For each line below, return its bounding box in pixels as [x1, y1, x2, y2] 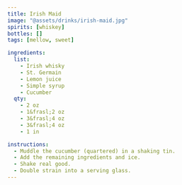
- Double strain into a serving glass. [13, 167, 132, 174]
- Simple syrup [20, 82, 65, 89]
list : [13, 56, 30, 64]
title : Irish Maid [7, 10, 62, 18]
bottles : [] [7, 30, 42, 37]
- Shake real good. [13, 160, 72, 168]
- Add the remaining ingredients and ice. [13, 154, 141, 161]
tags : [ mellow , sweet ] [7, 37, 74, 44]
